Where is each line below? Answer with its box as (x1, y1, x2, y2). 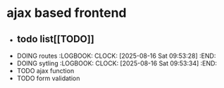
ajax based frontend (6, 5, 127, 21)
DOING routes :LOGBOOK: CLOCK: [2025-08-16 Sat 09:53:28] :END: (16, 51, 216, 60)
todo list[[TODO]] (16, 33, 94, 45)
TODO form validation (16, 74, 80, 82)
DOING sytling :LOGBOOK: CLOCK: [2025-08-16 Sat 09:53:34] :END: (16, 59, 218, 68)
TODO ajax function (16, 67, 75, 75)
